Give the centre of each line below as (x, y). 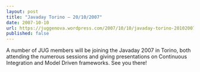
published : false (28, 34)
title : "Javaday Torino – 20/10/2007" (54, 17)
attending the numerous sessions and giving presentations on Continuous (97, 57)
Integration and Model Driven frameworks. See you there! (76, 63)
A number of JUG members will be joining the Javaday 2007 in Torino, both (99, 50)
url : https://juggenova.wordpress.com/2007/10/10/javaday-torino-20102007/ (102, 28)
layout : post (22, 12)
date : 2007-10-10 (28, 22)
